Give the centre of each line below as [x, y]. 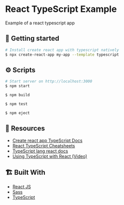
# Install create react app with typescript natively [62, 50]
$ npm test [16, 104]
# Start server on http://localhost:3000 [49, 81]
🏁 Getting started [32, 38]
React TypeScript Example [61, 9]
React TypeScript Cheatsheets [44, 145]
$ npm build [17, 95]
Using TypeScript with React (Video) [50, 156]
